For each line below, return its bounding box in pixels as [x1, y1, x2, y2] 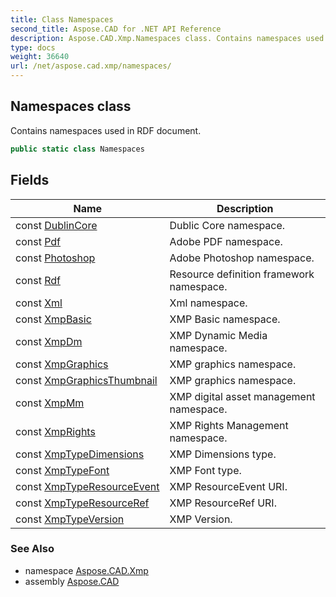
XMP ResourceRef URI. [169, 496, 277, 510]
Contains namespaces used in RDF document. [10, 124, 202, 136]
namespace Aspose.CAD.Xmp [24, 564, 149, 576]
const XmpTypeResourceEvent [15, 479, 160, 493]
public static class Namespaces [10, 144, 145, 154]
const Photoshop [15, 251, 96, 265]
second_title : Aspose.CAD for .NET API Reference [10, 24, 222, 34]
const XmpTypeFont [15, 463, 110, 477]
